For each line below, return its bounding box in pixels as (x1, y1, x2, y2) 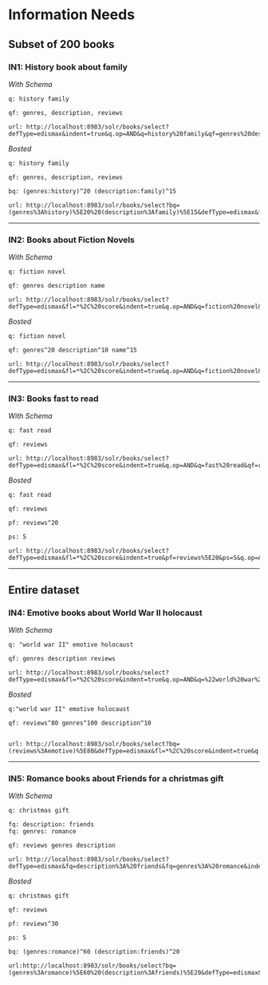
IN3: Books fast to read (8, 393, 99, 404)
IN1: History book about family (8, 62, 128, 73)
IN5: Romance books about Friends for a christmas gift (8, 773, 224, 784)
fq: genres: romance (8, 828, 77, 836)
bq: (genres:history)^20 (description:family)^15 (8, 187, 177, 195)
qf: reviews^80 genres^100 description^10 (8, 719, 152, 728)
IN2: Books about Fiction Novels (8, 234, 136, 245)
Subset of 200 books (8, 38, 115, 51)
